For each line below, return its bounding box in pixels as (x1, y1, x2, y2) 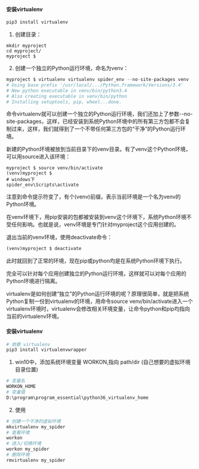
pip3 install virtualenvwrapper (6, 347, 87, 353)
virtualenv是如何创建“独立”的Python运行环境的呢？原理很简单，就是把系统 (6, 290, 189, 297)
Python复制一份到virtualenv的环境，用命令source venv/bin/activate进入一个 (6, 297, 194, 305)
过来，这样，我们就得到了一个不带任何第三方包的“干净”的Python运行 (11, 125, 181, 133)
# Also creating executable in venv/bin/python (6, 93, 128, 99)
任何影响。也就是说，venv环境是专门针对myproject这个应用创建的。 (11, 221, 180, 228)
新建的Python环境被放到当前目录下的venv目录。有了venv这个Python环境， (6, 146, 191, 153)
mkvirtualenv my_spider (6, 423, 66, 430)
